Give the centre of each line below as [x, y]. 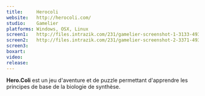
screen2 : [17, 40]
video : [15, 57]
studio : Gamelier [33, 23]
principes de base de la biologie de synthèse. [63, 86]
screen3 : [17, 46]
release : [17, 63]
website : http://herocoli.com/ [49, 18]
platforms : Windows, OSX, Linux [47, 29]
